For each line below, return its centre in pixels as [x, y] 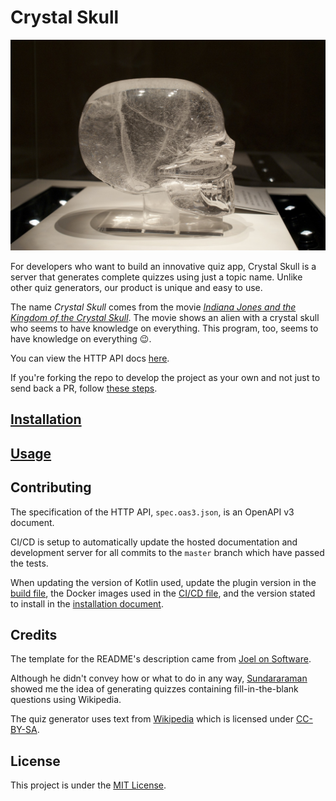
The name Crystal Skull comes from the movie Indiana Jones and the [153, 307]
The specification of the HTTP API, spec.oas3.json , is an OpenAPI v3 [152, 512]
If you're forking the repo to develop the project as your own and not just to [165, 378]
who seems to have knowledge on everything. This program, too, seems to [164, 328]
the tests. [29, 563]
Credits [34, 635]
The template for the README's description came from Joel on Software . [161, 659]
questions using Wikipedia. [66, 700]
